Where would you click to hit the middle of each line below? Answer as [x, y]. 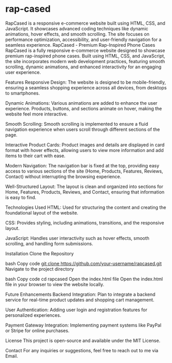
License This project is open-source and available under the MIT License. [83, 340]
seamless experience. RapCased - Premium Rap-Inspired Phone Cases [80, 45]
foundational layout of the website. [42, 213]
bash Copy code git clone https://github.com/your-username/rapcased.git [84, 263]
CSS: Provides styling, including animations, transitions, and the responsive [85, 223]
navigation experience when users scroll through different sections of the [83, 129]
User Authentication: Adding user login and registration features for [76, 310]
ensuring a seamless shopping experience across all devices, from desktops [86, 87]
